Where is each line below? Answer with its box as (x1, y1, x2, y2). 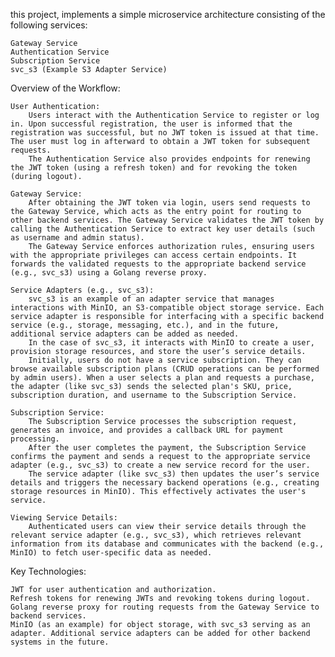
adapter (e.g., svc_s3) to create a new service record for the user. (10, 460, 311, 470)
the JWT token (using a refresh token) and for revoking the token (10, 163, 298, 173)
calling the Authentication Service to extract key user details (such (10, 224, 315, 234)
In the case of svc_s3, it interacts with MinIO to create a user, (28, 338, 315, 348)
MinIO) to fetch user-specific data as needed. (10, 548, 213, 558)
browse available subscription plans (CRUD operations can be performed (10, 364, 320, 374)
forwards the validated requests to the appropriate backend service (10, 259, 307, 269)
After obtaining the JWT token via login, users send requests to (28, 198, 311, 208)
